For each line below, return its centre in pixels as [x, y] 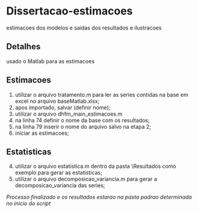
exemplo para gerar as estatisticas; [58, 173]
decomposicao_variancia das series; [60, 185]
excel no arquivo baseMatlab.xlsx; [57, 101]
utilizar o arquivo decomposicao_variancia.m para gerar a [86, 179]
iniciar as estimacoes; [42, 133]
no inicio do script [29, 203]
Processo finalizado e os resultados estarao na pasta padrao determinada [99, 197]
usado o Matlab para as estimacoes [51, 61]
